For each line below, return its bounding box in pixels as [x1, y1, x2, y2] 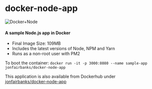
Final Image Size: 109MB [12, 40, 61, 46]
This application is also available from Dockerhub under [5, 74, 116, 79]
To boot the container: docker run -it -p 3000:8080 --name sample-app [5, 60, 148, 66]
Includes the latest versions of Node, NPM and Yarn [12, 46, 115, 51]
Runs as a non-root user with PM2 [12, 51, 81, 57]
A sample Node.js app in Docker [5, 30, 71, 36]
